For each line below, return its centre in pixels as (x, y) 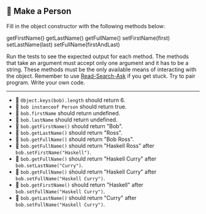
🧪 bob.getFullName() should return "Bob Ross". (74, 139)
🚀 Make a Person (39, 11)
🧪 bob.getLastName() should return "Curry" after (76, 197)
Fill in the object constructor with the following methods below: (86, 26)
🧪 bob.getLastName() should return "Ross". (69, 132)
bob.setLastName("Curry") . (49, 165)
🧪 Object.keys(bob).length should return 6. (70, 100)
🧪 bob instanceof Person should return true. (71, 106)
